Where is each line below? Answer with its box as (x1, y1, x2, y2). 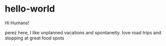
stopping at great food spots (5, 35, 65, 41)
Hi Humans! (5, 20, 30, 26)
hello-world (5, 3, 56, 15)
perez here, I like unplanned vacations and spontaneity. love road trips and (5, 29, 161, 35)
